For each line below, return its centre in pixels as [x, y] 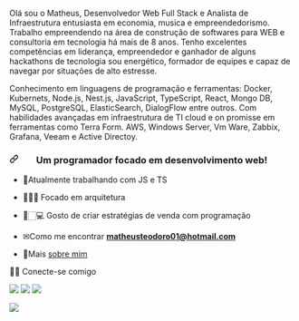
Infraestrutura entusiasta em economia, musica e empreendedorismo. [140, 23]
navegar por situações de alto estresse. [83, 71]
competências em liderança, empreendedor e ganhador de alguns [133, 52]
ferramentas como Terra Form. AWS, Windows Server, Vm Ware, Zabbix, [145, 127]
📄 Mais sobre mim [55, 254]
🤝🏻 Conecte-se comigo [53, 272]
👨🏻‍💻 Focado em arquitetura [74, 198]
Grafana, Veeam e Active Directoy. [73, 136]
